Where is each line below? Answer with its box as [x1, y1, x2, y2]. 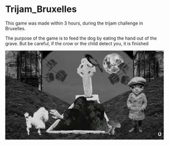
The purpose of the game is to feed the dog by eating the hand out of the [5, 35, 157, 41]
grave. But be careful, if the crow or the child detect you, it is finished [5, 40, 149, 46]
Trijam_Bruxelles [5, 4, 77, 15]
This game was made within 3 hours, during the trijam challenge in [5, 20, 143, 26]
